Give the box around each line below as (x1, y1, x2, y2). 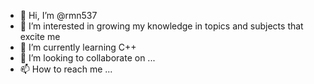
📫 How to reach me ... (19, 63, 113, 75)
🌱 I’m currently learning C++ (19, 41, 137, 53)
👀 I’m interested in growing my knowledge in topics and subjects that (19, 20, 304, 32)
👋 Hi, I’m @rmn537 (19, 10, 98, 21)
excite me (19, 31, 61, 42)
